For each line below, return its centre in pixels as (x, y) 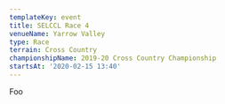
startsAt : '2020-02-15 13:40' (65, 67)
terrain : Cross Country (53, 50)
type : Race (29, 42)
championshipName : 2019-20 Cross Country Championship (113, 58)
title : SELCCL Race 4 (49, 26)
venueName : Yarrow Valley (57, 33)
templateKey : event (45, 17)
